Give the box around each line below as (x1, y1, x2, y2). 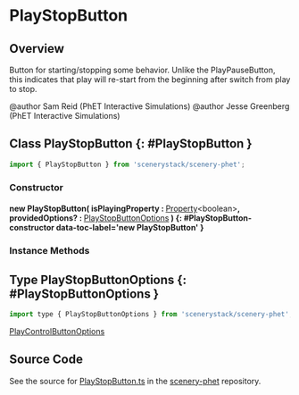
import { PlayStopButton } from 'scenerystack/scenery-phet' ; (9, 160, 245, 169)
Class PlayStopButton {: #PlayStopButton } (9, 136, 253, 152)
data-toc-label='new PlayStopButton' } (55, 223, 204, 233)
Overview (9, 41, 65, 56)
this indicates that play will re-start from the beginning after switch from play (9, 74, 291, 85)
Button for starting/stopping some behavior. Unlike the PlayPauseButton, (9, 64, 276, 75)
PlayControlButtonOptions (9, 325, 105, 336)
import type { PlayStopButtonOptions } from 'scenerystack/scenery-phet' (9, 309, 290, 318)
